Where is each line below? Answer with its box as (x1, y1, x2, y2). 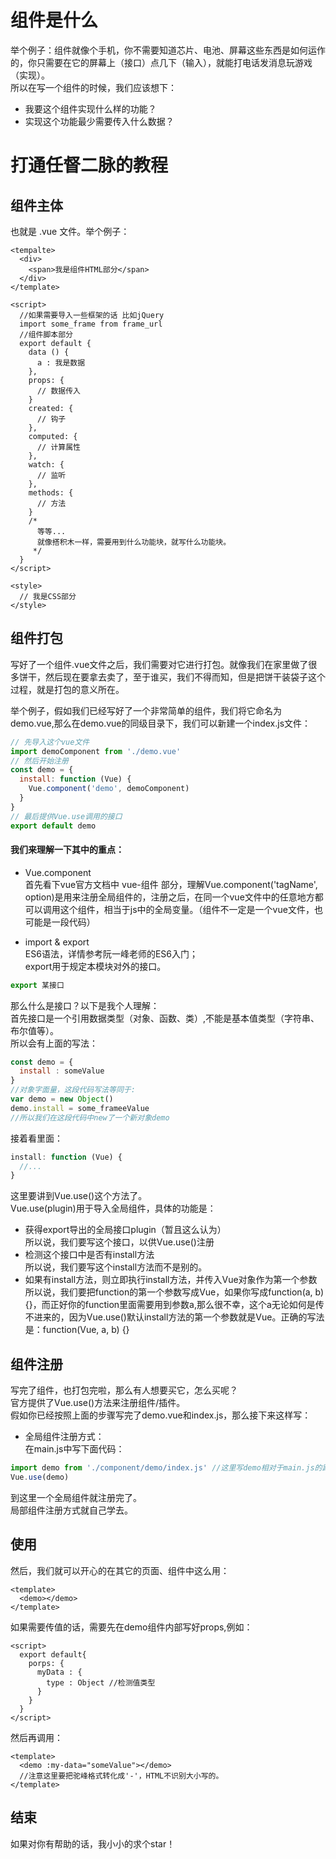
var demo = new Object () (10, 1094, 114, 1105)
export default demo (10, 821, 97, 831)
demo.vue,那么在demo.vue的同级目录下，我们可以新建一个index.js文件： (10, 717, 312, 729)
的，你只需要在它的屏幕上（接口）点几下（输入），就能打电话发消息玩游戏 (10, 56, 313, 68)
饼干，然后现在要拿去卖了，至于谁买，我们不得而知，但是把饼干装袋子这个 (18, 671, 326, 683)
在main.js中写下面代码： (24, 1443, 125, 1455)
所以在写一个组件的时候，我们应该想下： (10, 81, 177, 93)
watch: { (28, 459, 65, 470)
